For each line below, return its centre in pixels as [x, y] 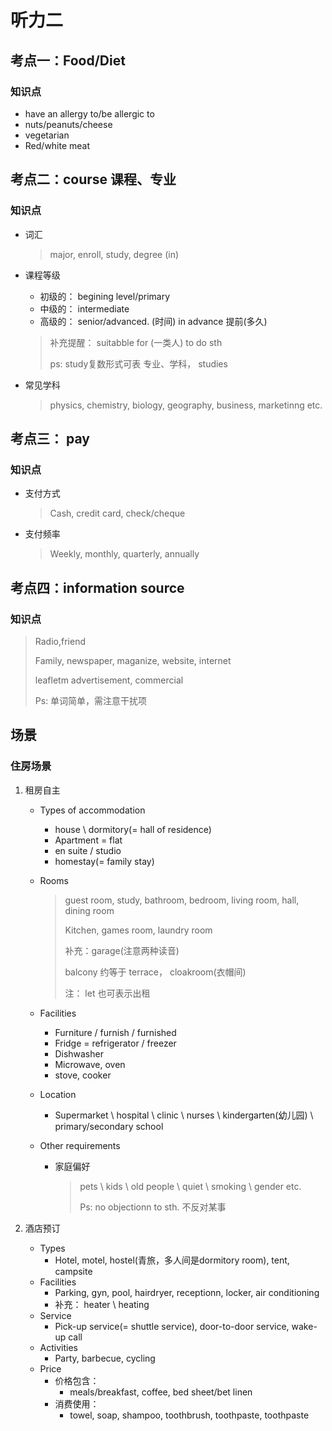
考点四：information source [97, 587]
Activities [59, 1347]
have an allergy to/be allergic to [89, 113]
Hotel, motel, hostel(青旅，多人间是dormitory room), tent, [172, 1260]
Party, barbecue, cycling [105, 1358]
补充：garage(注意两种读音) [122, 950]
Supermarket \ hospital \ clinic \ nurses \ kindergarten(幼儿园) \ [184, 1115]
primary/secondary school [109, 1126]
